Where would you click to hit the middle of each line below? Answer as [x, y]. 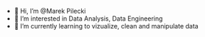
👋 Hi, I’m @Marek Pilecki [50, 11]
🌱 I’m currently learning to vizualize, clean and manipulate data [106, 26]
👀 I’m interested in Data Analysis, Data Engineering [88, 18]
